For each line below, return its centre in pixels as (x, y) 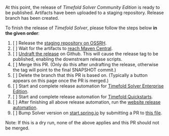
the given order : (22, 33)
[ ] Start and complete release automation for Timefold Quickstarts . (83, 97)
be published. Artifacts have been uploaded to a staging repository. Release (84, 13)
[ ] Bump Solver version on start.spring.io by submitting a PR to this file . (87, 113)
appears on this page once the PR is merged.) (61, 81)
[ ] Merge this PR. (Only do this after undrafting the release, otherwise (86, 64)
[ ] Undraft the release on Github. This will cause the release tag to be (85, 54)
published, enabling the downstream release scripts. (67, 59)
